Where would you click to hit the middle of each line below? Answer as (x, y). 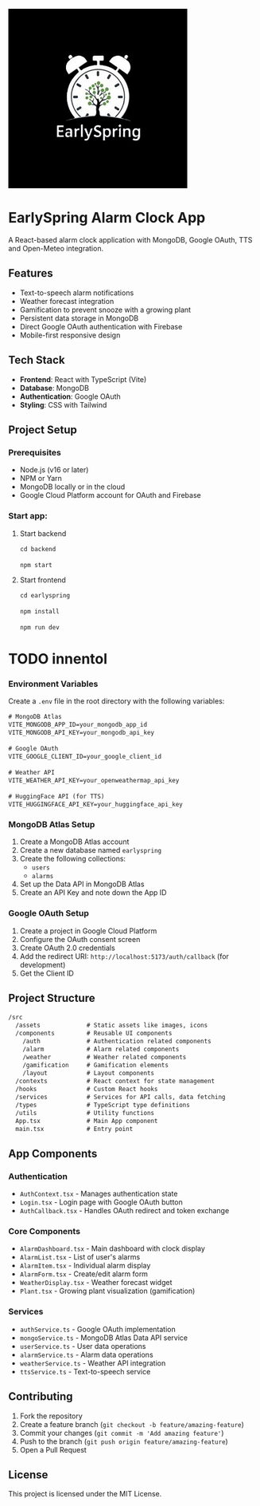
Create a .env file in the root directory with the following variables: (116, 701)
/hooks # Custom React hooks (87, 1090)
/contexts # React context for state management (115, 1082)
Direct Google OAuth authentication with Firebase (101, 326)
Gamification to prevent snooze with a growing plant (105, 309)
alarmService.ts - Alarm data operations (86, 1354)
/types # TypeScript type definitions (103, 1106)
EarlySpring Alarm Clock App (107, 218)
